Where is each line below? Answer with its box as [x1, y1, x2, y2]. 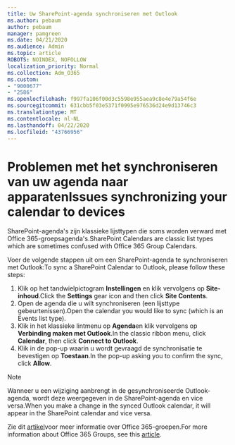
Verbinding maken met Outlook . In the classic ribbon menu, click [17, 329, 206, 338]
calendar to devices [7, 204, 125, 219]
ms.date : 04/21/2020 [7, 37, 68, 44]
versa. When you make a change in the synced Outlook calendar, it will [7, 401, 211, 410]
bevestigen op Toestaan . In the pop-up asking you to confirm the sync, [17, 352, 223, 360]
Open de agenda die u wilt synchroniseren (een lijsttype [17, 299, 180, 307]
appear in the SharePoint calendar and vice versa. [7, 409, 153, 417]
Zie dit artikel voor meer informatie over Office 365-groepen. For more [7, 422, 208, 431]
